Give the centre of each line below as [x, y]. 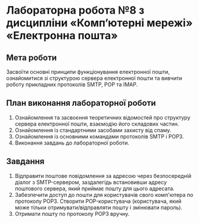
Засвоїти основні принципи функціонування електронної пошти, [88, 72]
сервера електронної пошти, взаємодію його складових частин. [97, 124]
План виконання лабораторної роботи [81, 103]
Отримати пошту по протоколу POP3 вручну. [72, 213]
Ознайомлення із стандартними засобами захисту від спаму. [93, 130]
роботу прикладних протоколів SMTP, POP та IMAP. [72, 84]
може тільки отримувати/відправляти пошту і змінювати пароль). [99, 207]
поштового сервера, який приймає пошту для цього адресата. [94, 189]
